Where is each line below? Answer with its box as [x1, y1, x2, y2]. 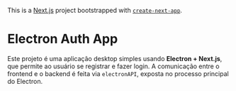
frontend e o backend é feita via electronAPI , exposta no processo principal [7, 69, 229, 77]
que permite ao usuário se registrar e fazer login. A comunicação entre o [7, 62, 220, 70]
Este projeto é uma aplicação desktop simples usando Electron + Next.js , [7, 54, 223, 63]
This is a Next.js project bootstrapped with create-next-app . [7, 6, 183, 14]
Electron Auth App [7, 31, 118, 47]
